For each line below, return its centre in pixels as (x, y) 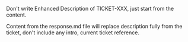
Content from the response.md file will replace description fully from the (94, 26)
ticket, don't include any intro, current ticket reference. (73, 33)
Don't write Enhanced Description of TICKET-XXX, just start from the (90, 9)
